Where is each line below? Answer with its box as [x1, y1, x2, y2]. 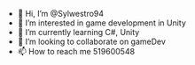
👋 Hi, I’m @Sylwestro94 [17, 9, 105, 18]
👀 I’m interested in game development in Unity [17, 18, 186, 28]
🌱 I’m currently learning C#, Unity [17, 27, 140, 37]
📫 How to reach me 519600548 [17, 47, 136, 56]
